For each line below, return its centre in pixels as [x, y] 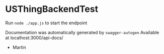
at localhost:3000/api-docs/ [34, 38]
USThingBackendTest [52, 9]
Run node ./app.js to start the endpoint [46, 23]
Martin [19, 47]
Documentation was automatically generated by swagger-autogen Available [82, 32]
